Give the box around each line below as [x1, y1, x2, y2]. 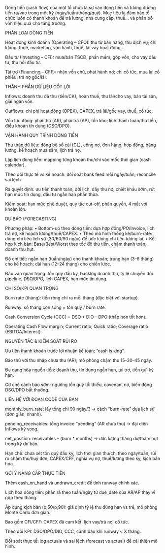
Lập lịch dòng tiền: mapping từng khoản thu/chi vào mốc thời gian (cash [5, 157, 151, 163]
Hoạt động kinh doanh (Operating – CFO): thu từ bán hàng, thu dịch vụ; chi [5, 39, 157, 45]
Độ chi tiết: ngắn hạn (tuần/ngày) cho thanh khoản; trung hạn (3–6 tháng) [5, 256, 154, 261]
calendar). [5, 162, 26, 167]
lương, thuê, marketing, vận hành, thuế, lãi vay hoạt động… [5, 45, 125, 50]
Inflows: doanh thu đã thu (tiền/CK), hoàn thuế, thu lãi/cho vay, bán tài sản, [5, 94, 158, 99]
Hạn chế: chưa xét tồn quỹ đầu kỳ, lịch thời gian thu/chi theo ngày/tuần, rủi [5, 451, 156, 456]
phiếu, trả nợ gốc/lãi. [5, 74, 47, 80]
